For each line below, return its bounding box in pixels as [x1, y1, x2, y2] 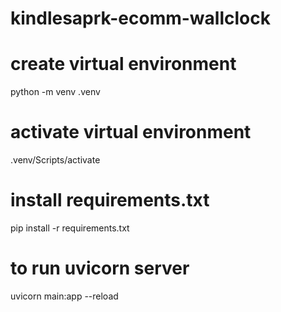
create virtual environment [10, 53, 237, 76]
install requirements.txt [10, 189, 210, 212]
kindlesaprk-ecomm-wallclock [10, 7, 271, 30]
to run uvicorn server [10, 257, 190, 280]
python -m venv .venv [10, 86, 101, 98]
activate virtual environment [10, 121, 252, 144]
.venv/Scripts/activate [10, 154, 101, 166]
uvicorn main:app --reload [10, 290, 119, 302]
